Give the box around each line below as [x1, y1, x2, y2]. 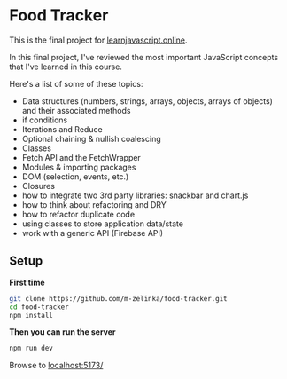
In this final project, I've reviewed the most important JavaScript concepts [9, 51, 279, 62]
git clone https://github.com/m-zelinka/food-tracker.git [9, 294, 228, 303]
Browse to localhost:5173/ [9, 360, 104, 371]
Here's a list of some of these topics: [9, 78, 143, 89]
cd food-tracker [9, 303, 69, 312]
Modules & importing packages [21, 162, 136, 172]
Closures [21, 180, 56, 191]
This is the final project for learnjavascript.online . [9, 35, 188, 45]
